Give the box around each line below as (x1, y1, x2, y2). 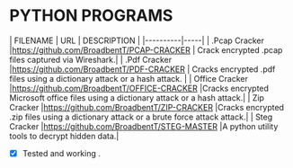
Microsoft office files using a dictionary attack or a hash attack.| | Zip (9, 92, 265, 103)
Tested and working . (22, 147, 102, 158)
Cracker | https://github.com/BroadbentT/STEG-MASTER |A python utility (9, 120, 279, 131)
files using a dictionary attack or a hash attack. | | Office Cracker (9, 73, 249, 84)
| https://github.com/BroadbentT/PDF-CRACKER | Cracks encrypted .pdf (9, 64, 276, 75)
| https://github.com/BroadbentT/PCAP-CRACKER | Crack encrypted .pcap (9, 44, 283, 55)
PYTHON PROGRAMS (9, 5, 173, 26)
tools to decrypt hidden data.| (9, 130, 120, 141)
